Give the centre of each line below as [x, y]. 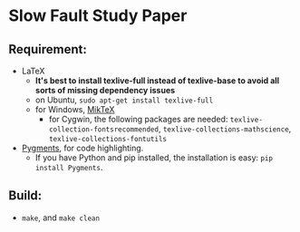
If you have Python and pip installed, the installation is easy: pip [154, 158]
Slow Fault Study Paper [98, 16]
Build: [25, 196]
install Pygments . [69, 167]
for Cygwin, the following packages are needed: [138, 119]
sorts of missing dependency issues [105, 90]
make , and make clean [61, 217]
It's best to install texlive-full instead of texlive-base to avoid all [157, 81]
